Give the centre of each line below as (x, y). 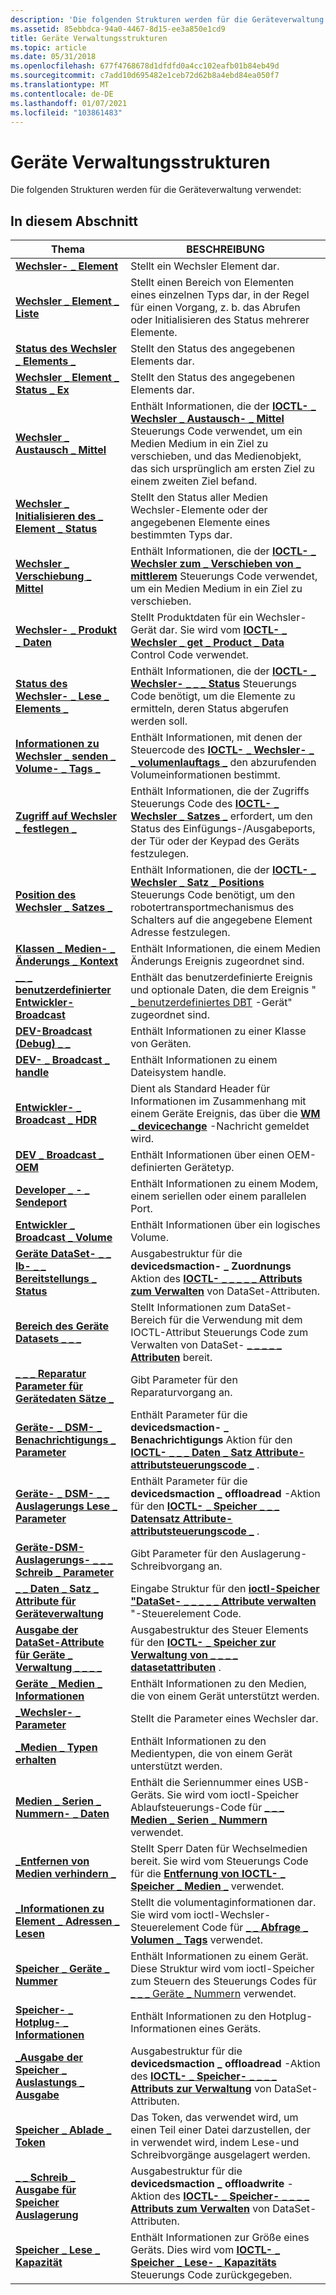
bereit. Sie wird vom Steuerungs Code (219, 1861)
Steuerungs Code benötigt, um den (213, 895)
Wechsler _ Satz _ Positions (197, 883)
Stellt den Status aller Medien (199, 498)
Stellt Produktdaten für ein (192, 618)
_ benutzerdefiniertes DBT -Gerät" (211, 1003)
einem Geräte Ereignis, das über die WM (225, 1114)
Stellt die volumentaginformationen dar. (223, 1903)
